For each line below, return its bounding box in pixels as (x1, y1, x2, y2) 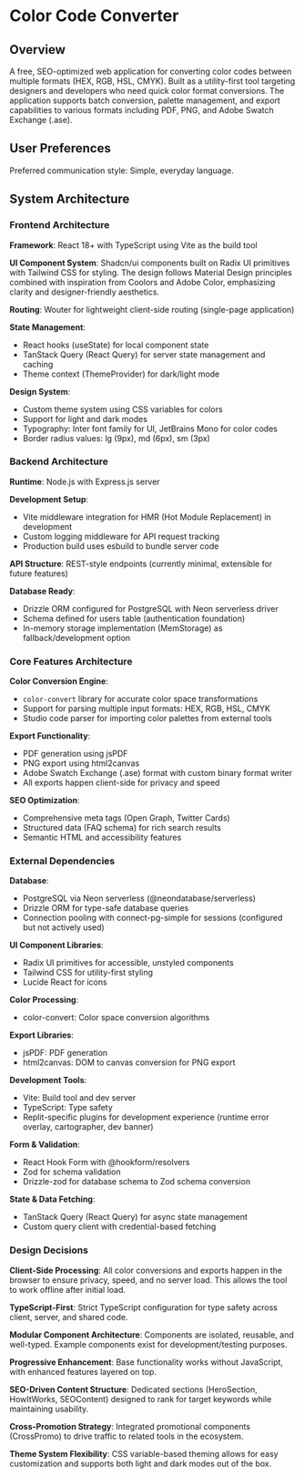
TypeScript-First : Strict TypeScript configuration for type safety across (9, 1301, 278, 1313)
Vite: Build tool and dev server (22, 1092, 137, 1103)
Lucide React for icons (22, 977, 107, 987)
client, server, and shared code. (9, 1311, 128, 1322)
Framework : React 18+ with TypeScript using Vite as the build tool (9, 239, 258, 251)
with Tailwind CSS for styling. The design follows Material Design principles (9, 266, 293, 278)
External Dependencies (9, 854, 116, 867)
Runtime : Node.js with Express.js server (9, 476, 161, 487)
